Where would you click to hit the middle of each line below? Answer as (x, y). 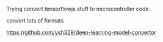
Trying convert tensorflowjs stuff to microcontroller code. (78, 9)
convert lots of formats (35, 20)
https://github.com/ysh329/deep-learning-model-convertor (81, 32)
